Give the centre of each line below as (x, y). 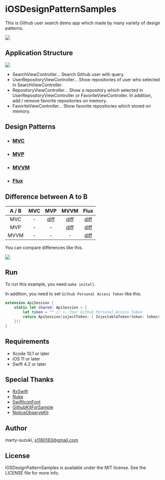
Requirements (27, 341)
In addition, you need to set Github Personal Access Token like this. (73, 294)
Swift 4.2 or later (29, 364)
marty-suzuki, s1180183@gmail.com (41, 440)
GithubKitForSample (33, 407)
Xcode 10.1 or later (31, 354)
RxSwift (20, 391)
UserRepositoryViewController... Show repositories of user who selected (86, 79)
